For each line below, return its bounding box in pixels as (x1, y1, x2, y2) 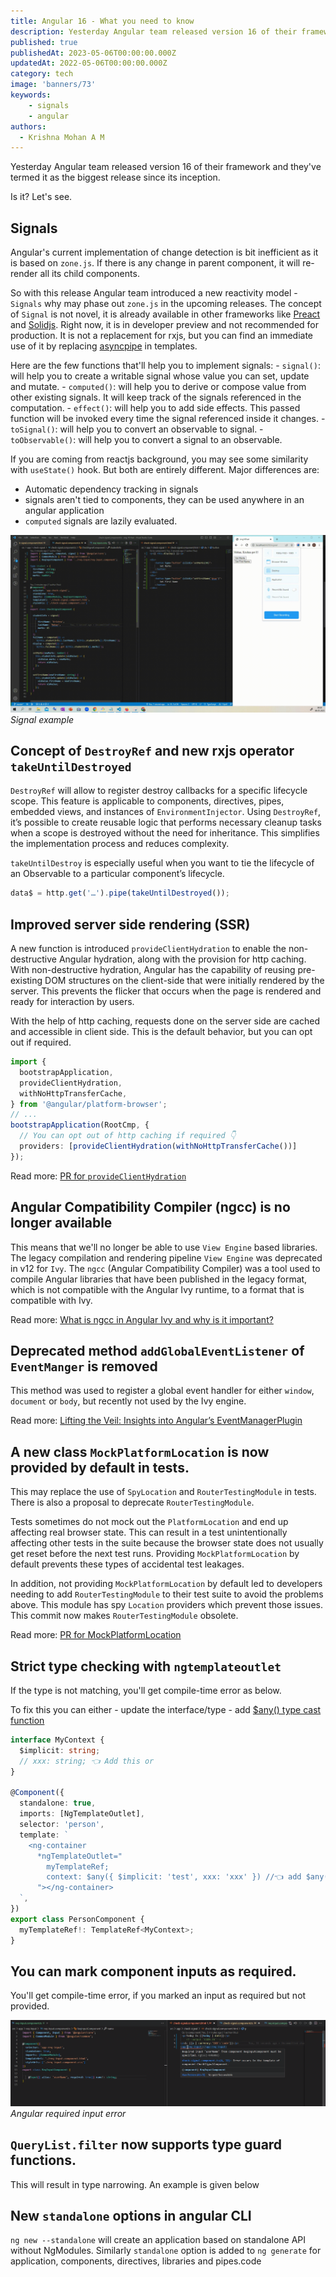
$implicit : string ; (19, 1745, 101, 1755)
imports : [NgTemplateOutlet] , (19, 1809, 145, 1819)
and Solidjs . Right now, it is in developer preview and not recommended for (10, 319, 320, 331)
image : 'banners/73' (10, 80, 97, 90)
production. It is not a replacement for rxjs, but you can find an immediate (10, 330, 314, 342)
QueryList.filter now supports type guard (10, 2136, 283, 2154)
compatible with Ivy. (10, 1294, 93, 1306)
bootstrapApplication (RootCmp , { (10, 1120, 150, 1130)
